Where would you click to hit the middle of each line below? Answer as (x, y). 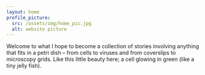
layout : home (23, 12)
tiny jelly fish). (24, 66)
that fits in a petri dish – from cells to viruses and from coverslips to (91, 53)
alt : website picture (39, 29)
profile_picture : (28, 18)
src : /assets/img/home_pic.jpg (52, 23)
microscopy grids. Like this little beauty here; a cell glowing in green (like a (100, 59)
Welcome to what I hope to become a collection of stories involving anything (103, 46)
